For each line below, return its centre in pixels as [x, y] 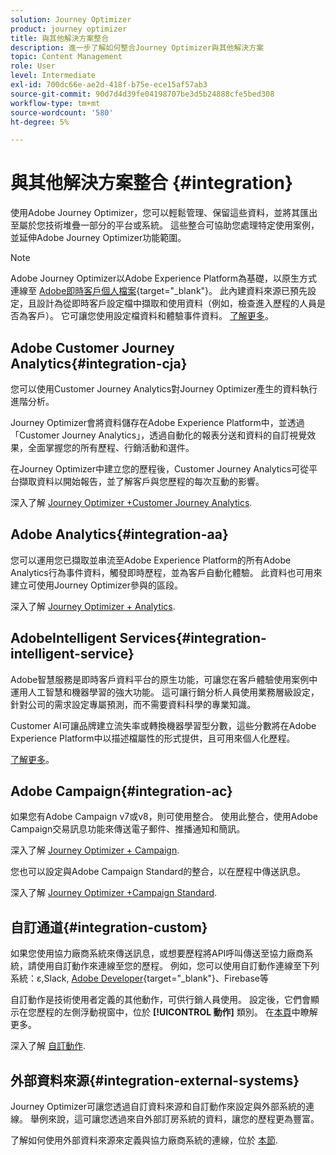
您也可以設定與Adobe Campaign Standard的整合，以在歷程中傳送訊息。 [158, 872]
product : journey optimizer [69, 29]
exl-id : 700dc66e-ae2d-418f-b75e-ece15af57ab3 [109, 85]
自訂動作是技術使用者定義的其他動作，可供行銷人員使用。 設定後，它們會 [160, 1000]
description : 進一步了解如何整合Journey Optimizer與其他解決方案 [137, 47]
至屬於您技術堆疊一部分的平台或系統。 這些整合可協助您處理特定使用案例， [165, 225]
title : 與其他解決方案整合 [60, 38]
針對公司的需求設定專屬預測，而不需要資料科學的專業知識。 [133, 704]
